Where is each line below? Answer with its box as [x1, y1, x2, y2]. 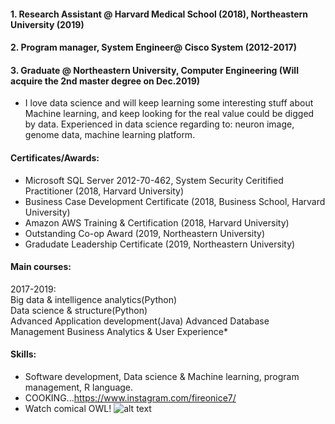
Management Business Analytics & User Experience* [10, 325, 228, 337]
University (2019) [10, 18, 85, 30]
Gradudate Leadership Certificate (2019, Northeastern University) [24, 238, 296, 250]
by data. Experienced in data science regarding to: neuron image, [24, 118, 295, 130]
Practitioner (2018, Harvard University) [24, 185, 185, 197]
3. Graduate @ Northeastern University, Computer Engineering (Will [10, 64, 299, 76]
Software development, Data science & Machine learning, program [24, 371, 300, 382]
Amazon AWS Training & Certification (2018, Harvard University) [24, 216, 290, 229]
